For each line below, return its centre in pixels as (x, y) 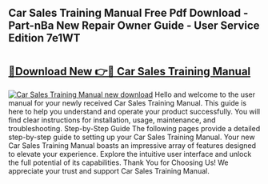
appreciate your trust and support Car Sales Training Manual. (109, 171)
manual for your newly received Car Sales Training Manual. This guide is (127, 103)
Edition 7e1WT (44, 38)
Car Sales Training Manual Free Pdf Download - (128, 13)
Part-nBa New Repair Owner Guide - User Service (134, 26)
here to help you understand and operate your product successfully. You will (134, 112)
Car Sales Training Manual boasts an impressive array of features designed (132, 146)
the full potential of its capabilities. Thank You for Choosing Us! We (118, 162)
